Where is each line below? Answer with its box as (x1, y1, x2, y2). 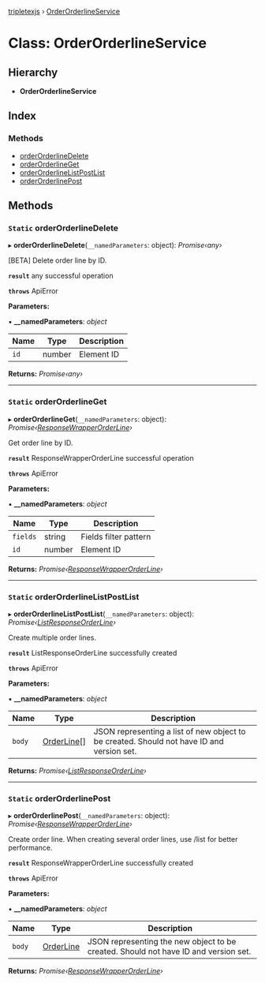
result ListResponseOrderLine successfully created (8, 648, 177, 657)
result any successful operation (8, 271, 114, 281)
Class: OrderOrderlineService (8, 35, 207, 52)
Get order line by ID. (8, 438, 73, 447)
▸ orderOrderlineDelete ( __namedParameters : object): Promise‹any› (8, 241, 222, 250)
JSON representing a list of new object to (93, 726, 246, 737)
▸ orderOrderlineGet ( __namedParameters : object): (8, 414, 167, 424)
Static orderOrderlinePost (8, 793, 111, 804)
